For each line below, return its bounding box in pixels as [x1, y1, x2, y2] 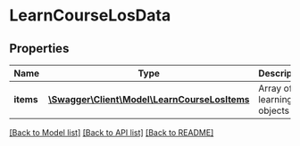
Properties [9, 41, 70, 56]
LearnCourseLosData [9, 5, 171, 26]
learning [258, 93, 293, 105]
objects [258, 104, 290, 117]
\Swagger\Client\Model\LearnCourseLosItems [47, 93, 250, 105]
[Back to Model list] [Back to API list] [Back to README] [9, 127, 214, 138]
